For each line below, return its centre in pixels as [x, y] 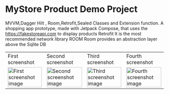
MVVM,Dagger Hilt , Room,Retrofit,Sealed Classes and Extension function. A [84, 23]
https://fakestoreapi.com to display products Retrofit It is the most [73, 33]
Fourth [134, 56]
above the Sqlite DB [26, 44]
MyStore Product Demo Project [71, 9]
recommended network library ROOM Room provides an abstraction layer [81, 39]
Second [56, 56]
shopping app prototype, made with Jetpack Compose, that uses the [76, 28]
